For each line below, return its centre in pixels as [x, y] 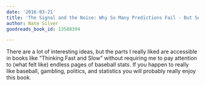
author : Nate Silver [33, 23]
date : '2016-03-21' [31, 12]
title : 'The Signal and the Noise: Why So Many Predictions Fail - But [99, 18]
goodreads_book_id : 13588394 [43, 29]
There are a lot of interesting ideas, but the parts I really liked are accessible [102, 52]
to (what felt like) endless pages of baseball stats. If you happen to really [98, 65]
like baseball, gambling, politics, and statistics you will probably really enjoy [101, 71]
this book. [19, 77]
